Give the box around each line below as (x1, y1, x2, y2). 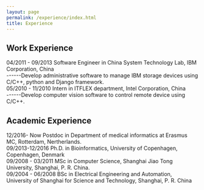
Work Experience (6, 43, 74, 53)
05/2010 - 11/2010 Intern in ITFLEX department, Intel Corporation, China (6, 85, 186, 92)
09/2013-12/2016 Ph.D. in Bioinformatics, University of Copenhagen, (6, 144, 178, 152)
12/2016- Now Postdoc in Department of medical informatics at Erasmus (6, 132, 188, 139)
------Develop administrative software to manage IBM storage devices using (6, 72, 199, 79)
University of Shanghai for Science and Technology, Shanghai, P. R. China (6, 177, 192, 184)
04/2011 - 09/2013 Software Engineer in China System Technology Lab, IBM (6, 59, 197, 66)
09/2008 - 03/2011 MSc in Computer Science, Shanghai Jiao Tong (6, 158, 173, 164)
